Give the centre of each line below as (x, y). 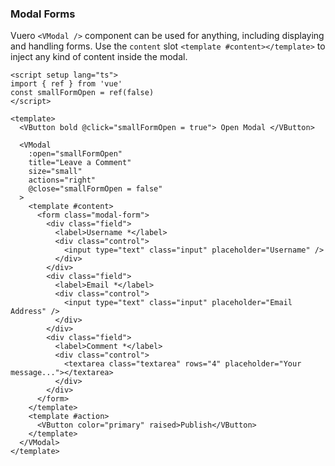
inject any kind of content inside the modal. (99, 57)
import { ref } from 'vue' (66, 84)
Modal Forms (43, 14)
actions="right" (62, 180)
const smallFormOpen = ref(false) (82, 93)
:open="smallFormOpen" (75, 154)
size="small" (55, 172)
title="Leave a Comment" (80, 163)
